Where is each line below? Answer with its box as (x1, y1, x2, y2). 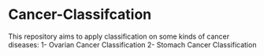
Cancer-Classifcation (8, 6, 152, 24)
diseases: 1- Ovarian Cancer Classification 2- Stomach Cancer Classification (8, 39, 257, 49)
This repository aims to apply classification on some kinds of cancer (8, 32, 230, 41)
